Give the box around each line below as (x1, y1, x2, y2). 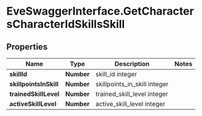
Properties (6, 42, 48, 52)
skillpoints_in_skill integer (95, 80, 169, 88)
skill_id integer (95, 70, 138, 78)
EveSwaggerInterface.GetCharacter (6, 4, 195, 18)
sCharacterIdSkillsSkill (6, 17, 125, 31)
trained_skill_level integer (95, 90, 169, 98)
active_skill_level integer (95, 100, 166, 108)
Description (114, 60, 150, 68)
